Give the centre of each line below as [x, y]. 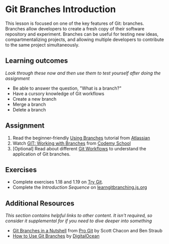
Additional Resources [40, 203]
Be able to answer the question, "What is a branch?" [67, 88]
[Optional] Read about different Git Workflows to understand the [79, 148]
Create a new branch [34, 99]
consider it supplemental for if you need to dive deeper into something [79, 221]
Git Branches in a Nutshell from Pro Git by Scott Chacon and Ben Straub [88, 231]
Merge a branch [29, 104]
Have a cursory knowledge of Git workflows [58, 93]
